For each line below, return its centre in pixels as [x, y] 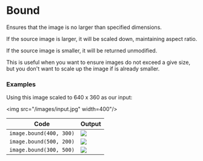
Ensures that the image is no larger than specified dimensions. [84, 27]
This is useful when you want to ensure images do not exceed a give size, [98, 62]
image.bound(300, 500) [42, 150]
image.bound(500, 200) [42, 142]
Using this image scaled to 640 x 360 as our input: [69, 98]
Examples [21, 84]
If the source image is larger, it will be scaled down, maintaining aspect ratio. [102, 39]
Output [91, 124]
